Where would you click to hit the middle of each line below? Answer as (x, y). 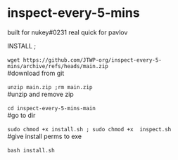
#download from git (36, 73)
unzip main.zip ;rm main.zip (50, 87)
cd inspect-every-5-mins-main (52, 108)
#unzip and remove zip (40, 94)
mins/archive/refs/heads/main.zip (58, 66)
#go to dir (21, 115)
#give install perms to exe (45, 136)
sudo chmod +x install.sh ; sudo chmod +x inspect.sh (89, 129)
